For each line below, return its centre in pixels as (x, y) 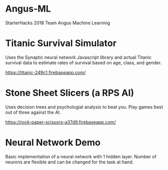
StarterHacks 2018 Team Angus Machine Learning (58, 23)
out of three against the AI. (33, 112)
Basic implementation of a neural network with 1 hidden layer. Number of (81, 156)
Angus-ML (28, 9)
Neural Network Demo (53, 143)
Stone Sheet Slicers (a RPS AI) (70, 93)
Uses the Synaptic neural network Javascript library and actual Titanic (78, 57)
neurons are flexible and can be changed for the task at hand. (70, 162)
